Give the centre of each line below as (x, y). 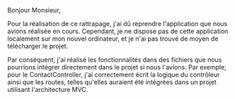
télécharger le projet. (38, 46)
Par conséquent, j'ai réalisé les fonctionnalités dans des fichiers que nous (115, 60)
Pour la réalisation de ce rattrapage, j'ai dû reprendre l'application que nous (117, 24)
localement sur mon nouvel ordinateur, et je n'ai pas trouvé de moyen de (113, 39)
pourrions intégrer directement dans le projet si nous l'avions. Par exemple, (117, 67)
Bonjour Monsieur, (34, 10)
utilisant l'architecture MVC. (48, 90)
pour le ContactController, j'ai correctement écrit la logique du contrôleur (114, 74)
